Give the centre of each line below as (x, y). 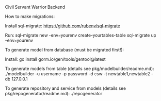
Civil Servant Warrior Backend (35, 7)
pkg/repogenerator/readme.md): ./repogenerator (54, 93)
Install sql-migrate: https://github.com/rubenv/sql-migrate (63, 26)
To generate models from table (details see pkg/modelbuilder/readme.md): (80, 68)
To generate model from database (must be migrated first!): (64, 50)
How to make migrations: (30, 16)
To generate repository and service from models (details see (65, 88)
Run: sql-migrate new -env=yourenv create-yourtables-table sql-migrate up (81, 35)
